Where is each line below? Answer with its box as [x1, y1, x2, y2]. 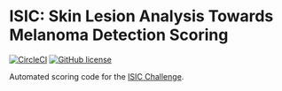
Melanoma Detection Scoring [9, 25, 229, 45]
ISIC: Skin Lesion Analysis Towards [9, 6, 274, 27]
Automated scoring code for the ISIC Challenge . [9, 71, 184, 81]
